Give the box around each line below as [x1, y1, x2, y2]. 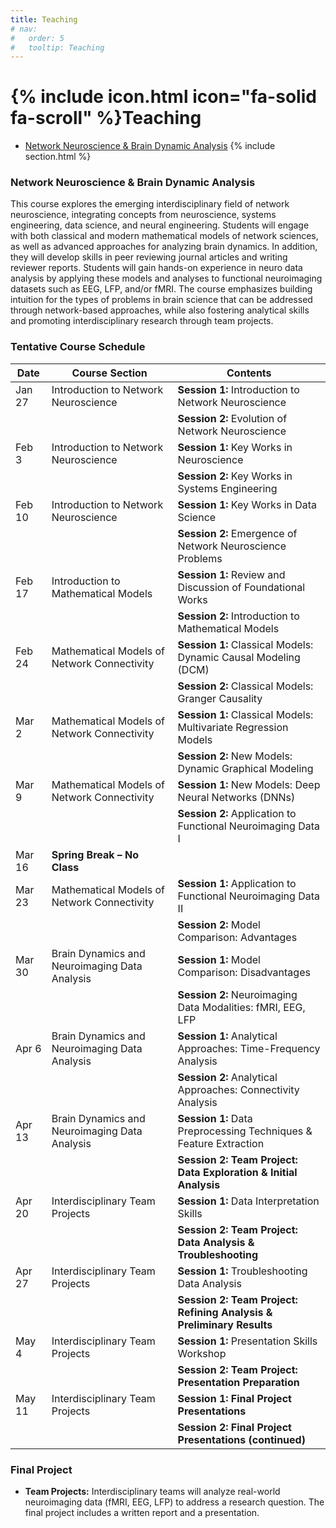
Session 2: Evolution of [177, 411, 288, 425]
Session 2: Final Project [177, 1420, 292, 1434]
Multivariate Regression [177, 720, 289, 734]
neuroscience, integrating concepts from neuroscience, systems [10, 209, 277, 221]
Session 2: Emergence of [177, 526, 298, 540]
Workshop [177, 1346, 227, 1360]
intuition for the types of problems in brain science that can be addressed [10, 294, 313, 306]
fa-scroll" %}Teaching [10, 107, 202, 130]
